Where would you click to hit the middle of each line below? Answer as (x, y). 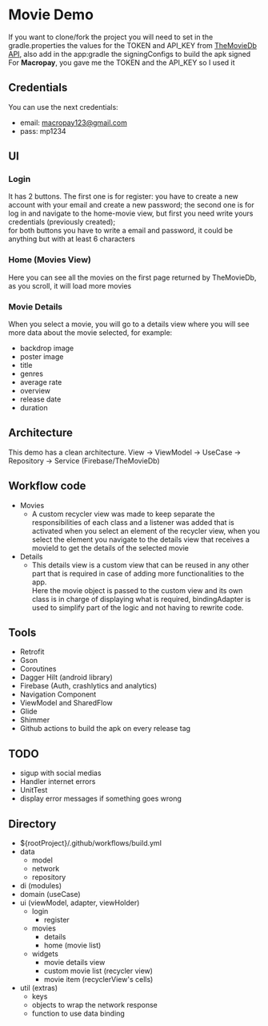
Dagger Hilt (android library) (66, 677)
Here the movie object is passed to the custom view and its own (137, 590)
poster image (42, 357)
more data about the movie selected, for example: (90, 333)
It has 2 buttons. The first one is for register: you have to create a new (123, 196)
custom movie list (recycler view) (98, 971)
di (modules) (41, 886)
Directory (32, 824)
